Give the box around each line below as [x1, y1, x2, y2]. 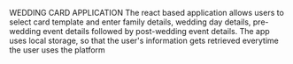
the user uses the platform [9, 45, 106, 55]
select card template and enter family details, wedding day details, [9, 17, 251, 27]
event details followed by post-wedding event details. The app [42, 26, 270, 36]
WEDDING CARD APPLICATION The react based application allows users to [9, 8, 285, 18]
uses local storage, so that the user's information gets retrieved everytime [9, 35, 279, 46]
